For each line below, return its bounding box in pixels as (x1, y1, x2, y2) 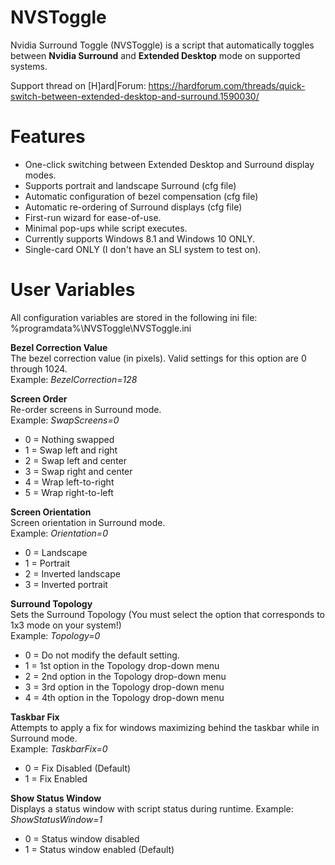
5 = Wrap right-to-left (24, 486, 114, 498)
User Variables (10, 279, 136, 301)
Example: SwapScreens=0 (10, 414, 120, 426)
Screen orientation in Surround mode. (10, 516, 166, 528)
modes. (24, 169, 57, 181)
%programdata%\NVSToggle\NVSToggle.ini (10, 322, 192, 334)
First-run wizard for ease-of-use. (24, 211, 162, 223)
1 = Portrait (24, 557, 71, 569)
